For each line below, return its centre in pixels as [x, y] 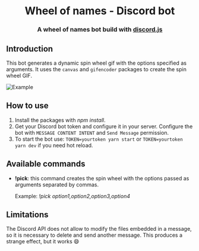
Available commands [46, 164]
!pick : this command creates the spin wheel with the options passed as [102, 178]
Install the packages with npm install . [60, 120]
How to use [27, 106]
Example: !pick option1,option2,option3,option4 [72, 196]
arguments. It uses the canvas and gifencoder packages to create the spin [97, 69]
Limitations [27, 215]
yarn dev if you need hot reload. [54, 145]
